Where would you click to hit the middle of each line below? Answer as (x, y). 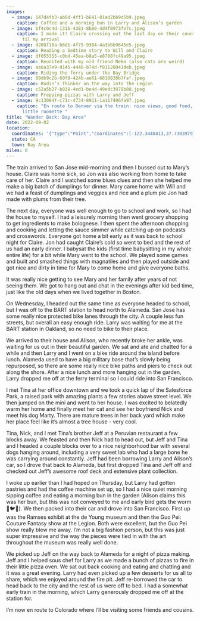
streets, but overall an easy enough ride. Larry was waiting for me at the (94, 322)
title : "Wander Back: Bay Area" (46, 117)
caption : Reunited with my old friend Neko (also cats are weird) (101, 61)
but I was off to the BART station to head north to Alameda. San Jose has (96, 309)
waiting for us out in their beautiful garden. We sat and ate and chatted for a (99, 346)
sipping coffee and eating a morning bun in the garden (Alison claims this (96, 495)
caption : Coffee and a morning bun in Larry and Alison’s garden (100, 23)
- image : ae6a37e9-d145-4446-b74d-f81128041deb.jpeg (78, 67)
